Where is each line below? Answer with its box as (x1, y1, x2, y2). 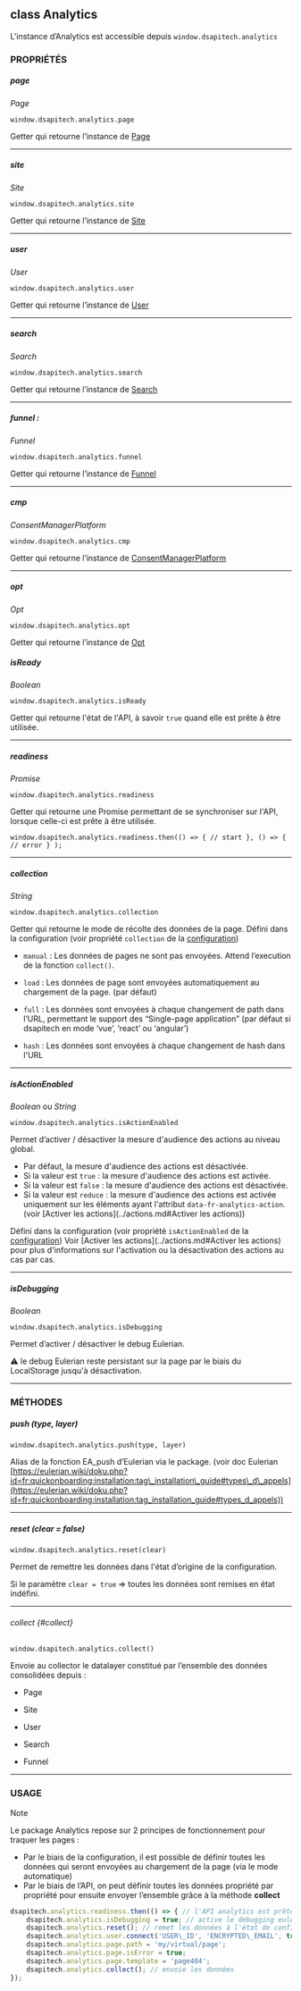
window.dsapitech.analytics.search (10, 368, 143, 377)
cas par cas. (10, 1255, 56, 1265)
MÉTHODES (10, 1396, 63, 1408)
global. (10, 1144, 36, 1155)
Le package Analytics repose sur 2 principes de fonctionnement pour (10, 1825, 266, 1836)
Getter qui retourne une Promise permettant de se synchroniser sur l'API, (10, 806, 279, 817)
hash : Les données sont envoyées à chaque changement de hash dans (22, 1040, 286, 1051)
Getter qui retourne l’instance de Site (10, 214, 146, 226)
